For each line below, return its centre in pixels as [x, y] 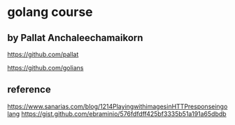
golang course [50, 12]
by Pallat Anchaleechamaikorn [75, 38]
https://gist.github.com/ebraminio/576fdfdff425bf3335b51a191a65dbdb [124, 114]
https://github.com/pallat [43, 54]
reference [29, 90]
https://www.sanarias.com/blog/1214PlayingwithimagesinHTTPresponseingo [117, 106]
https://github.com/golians [45, 68]
